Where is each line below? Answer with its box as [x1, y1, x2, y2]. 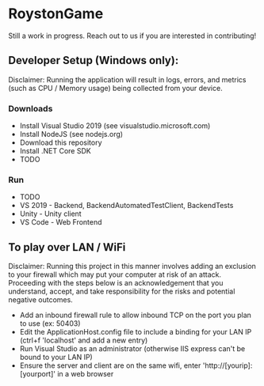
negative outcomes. [8, 295, 73, 305]
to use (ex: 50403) [19, 319, 81, 328]
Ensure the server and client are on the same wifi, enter [19, 361, 201, 370]
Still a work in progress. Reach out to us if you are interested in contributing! [8, 31, 257, 40]
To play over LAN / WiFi [8, 240, 126, 254]
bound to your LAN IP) [19, 353, 93, 362]
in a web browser [56, 369, 114, 379]
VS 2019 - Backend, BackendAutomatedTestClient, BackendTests [19, 201, 234, 210]
